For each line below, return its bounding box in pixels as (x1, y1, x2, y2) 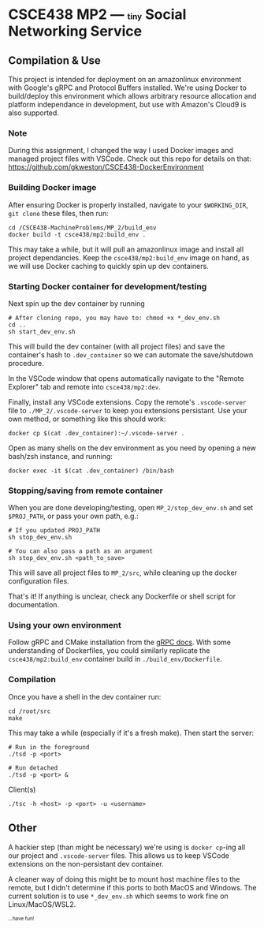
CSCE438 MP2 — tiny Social (8, 6, 187, 24)
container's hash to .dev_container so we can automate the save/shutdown (8, 349, 254, 360)
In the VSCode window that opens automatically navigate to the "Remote (8, 373, 244, 383)
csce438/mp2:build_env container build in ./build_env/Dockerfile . (8, 655, 222, 664)
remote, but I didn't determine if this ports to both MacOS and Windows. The (8, 882, 257, 892)
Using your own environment (8, 620, 122, 631)
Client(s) (8, 785, 36, 794)
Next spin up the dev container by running (8, 298, 146, 308)
